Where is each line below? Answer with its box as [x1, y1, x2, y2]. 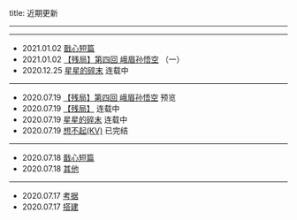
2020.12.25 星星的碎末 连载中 [21, 65, 129, 75]
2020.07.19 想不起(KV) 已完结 [21, 125, 128, 135]
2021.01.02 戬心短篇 [21, 43, 95, 53]
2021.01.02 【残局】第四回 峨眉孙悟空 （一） [21, 54, 185, 64]
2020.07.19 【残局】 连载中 [21, 103, 120, 113]
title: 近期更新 [9, 8, 59, 18]
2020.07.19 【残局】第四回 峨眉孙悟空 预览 [21, 92, 177, 102]
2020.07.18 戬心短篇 [21, 153, 95, 163]
